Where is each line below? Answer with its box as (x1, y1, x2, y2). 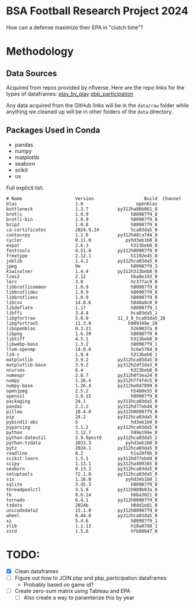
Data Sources (6, 68, 57, 78)
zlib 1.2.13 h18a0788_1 (6, 523, 158, 529)
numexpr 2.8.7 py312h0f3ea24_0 (6, 372, 158, 378)
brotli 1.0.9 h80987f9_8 (6, 211, 158, 217)
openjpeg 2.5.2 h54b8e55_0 (6, 388, 158, 394)
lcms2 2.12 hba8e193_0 (6, 273, 158, 280)
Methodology (6, 45, 74, 58)
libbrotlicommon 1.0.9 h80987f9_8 (6, 284, 158, 290)
